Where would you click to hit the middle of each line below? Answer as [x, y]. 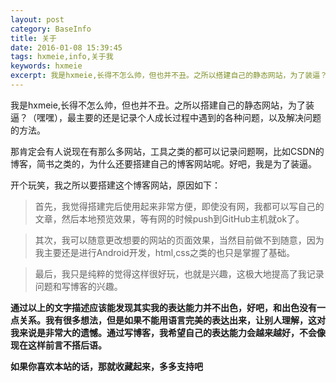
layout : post [37, 19]
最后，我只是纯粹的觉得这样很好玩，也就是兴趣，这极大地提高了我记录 [179, 273]
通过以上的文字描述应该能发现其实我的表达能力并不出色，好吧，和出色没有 [163, 307]
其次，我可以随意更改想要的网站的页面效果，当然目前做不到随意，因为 [179, 240]
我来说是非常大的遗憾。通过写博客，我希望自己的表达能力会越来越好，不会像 [168, 332]
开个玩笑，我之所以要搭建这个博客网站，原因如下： [115, 185]
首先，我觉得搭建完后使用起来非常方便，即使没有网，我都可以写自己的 [179, 206]
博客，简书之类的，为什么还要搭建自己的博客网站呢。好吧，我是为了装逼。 [163, 163]
